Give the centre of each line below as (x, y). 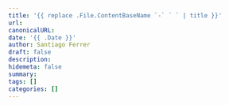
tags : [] (23, 81)
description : (30, 60)
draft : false (30, 52)
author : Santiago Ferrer (49, 45)
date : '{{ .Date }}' (43, 37)
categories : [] (33, 89)
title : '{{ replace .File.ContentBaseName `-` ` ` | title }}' (115, 15)
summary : (23, 74)
